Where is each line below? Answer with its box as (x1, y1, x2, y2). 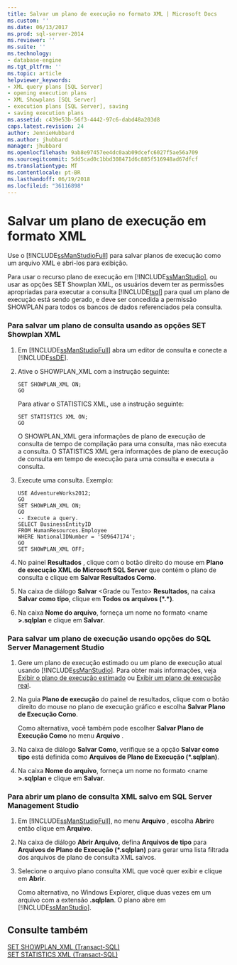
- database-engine (7, 57, 62, 64)
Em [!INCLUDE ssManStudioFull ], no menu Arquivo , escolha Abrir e (17, 816, 215, 825)
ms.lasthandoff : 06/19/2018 (7, 176, 91, 183)
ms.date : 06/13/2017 (7, 23, 69, 31)
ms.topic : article (7, 70, 62, 77)
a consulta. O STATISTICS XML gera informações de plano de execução (17, 447, 228, 455)
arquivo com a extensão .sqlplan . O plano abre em (17, 896, 167, 905)
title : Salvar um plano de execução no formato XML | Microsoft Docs (7, 10, 218, 18)
